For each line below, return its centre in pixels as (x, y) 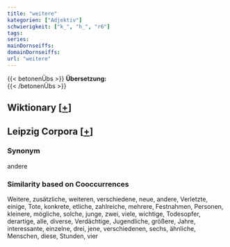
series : (18, 40)
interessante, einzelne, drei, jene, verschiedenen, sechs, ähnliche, (101, 229)
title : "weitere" (32, 14)
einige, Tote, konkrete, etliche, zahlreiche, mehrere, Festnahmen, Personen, (115, 207)
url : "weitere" (29, 59)
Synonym (24, 151)
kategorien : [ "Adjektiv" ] (44, 20)
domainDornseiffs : (34, 53)
